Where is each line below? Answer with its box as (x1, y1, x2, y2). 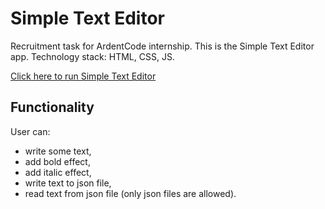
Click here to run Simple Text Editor (10, 70, 157, 82)
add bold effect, (24, 155, 91, 167)
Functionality (10, 99, 95, 116)
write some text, (24, 145, 92, 157)
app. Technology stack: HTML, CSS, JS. (10, 50, 175, 62)
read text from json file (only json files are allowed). (24, 187, 237, 199)
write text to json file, (24, 177, 112, 189)
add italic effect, (24, 166, 92, 178)
